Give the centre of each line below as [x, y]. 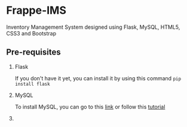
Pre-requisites [33, 52]
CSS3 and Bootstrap [31, 33]
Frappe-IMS [36, 10]
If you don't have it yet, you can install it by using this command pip [98, 78]
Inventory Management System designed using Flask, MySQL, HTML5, [93, 27]
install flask [32, 84]
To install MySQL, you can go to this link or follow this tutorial [90, 107]
